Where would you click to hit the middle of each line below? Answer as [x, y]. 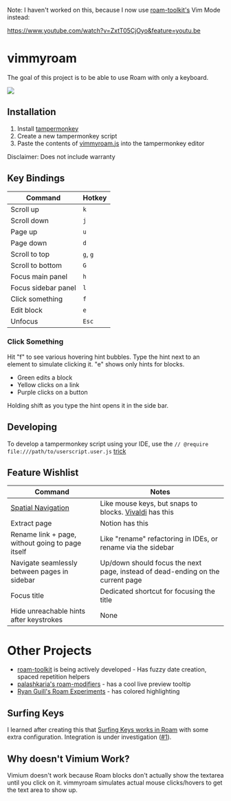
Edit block [27, 310]
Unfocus [24, 321]
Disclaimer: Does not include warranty [61, 156]
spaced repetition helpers [54, 677]
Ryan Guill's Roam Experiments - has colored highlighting [98, 691]
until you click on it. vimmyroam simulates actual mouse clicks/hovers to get [115, 783]
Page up [24, 231]
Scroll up [25, 209]
